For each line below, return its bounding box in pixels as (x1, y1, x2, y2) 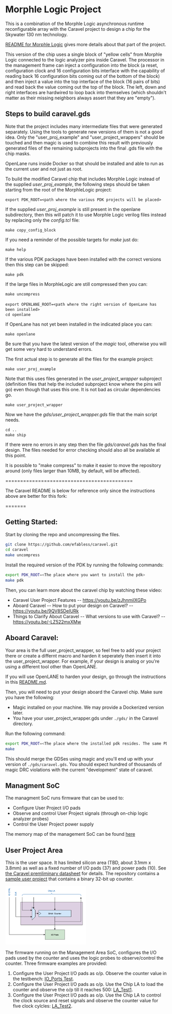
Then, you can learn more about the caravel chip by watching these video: (5, 587, 162, 593)
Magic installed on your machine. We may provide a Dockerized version (12, 704, 164, 710)
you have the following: (5, 694, 55, 700)
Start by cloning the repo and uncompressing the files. (5, 531, 120, 537)
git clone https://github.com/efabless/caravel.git (5, 542, 118, 547)
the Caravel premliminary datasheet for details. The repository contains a (5, 871, 160, 877)
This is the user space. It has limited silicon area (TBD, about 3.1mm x (5, 859, 151, 866)
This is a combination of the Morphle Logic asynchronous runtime (5, 20, 144, 27)
